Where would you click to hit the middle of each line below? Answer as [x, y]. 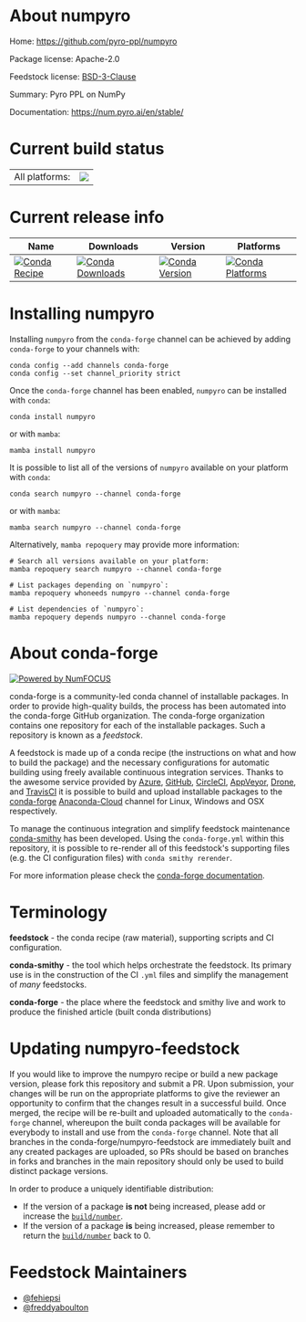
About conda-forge [84, 653]
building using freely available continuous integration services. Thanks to [147, 771]
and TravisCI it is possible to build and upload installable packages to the [146, 792]
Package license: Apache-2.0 [65, 58]
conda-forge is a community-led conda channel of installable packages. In [149, 696]
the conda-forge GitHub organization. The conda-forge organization [138, 715]
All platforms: [42, 176]
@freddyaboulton [56, 1307]
